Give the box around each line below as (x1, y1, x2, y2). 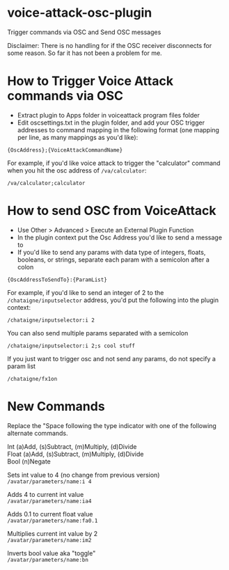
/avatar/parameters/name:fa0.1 (7, 517, 98, 524)
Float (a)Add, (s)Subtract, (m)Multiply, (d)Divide (7, 450, 144, 458)
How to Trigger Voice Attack (7, 73, 174, 89)
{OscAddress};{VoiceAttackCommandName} (7, 146, 123, 154)
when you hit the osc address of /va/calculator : (7, 166, 147, 175)
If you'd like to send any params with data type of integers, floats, (17, 248, 206, 256)
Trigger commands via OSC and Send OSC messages (7, 28, 161, 36)
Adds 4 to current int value (7, 490, 84, 498)
